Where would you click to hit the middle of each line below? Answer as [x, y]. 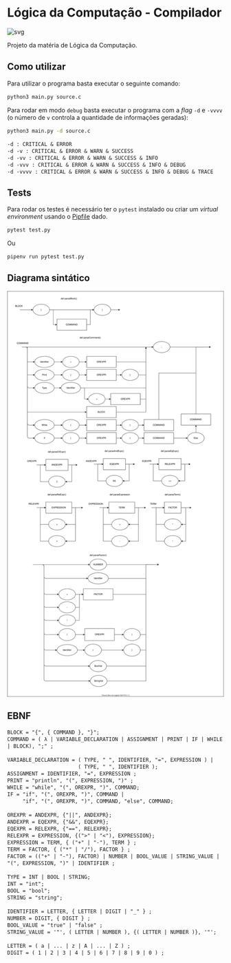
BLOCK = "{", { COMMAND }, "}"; [53, 733]
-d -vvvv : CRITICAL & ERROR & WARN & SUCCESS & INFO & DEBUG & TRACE [110, 172]
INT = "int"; [26, 884]
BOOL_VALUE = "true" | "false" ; [55, 925]
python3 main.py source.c [44, 97]
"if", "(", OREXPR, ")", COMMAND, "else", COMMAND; [98, 801]
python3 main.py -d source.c [49, 131]
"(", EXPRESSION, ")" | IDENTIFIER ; [61, 863]
